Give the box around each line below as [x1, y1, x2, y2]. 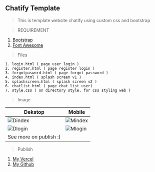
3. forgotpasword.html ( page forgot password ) [5, 70, 108, 75]
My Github [12, 161, 34, 167]
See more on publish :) [7, 133, 61, 140]
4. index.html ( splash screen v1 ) [5, 75, 81, 80]
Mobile [68, 108, 85, 115]
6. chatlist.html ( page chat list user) [5, 83, 93, 88]
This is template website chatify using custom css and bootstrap [17, 17, 150, 23]
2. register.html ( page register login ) [5, 66, 95, 71]
